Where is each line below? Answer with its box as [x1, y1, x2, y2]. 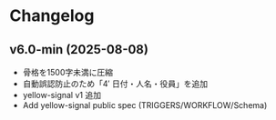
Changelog [9, 5, 95, 26]
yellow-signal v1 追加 [22, 90, 102, 100]
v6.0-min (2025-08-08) [9, 42, 148, 57]
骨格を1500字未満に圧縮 [22, 67, 114, 77]
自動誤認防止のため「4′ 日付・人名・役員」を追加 [22, 78, 208, 89]
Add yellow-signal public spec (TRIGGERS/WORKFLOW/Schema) [22, 100, 268, 110]
